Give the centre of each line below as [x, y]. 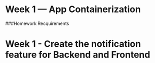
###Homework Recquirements [37, 23]
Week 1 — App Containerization [73, 9]
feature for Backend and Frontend [78, 55]
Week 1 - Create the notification [73, 44]
